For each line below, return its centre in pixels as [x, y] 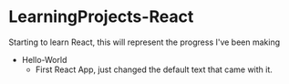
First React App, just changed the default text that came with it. [154, 69]
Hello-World [44, 59]
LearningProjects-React [101, 17]
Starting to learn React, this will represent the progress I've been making [144, 42]
